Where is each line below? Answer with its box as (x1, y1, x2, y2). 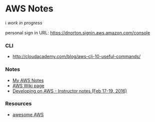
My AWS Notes (12, 77, 44, 83)
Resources (5, 100, 32, 107)
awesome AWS (12, 112, 44, 118)
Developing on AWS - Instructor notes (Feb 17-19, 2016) (12, 88, 127, 94)
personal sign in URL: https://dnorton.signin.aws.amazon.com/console (5, 29, 150, 35)
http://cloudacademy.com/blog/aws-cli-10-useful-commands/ (12, 53, 141, 60)
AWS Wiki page (12, 83, 44, 89)
